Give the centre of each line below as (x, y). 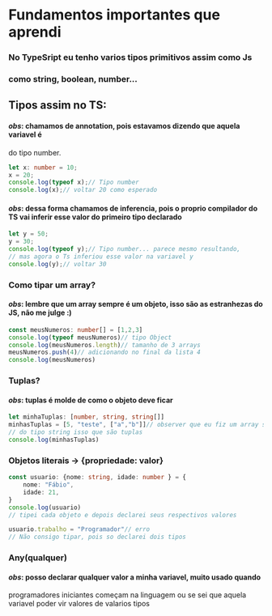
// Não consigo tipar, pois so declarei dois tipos (97, 537)
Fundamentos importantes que (115, 15)
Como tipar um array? (52, 285)
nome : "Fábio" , (49, 485)
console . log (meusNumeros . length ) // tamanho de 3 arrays (104, 345)
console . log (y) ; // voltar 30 (57, 264)
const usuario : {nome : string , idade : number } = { (97, 478)
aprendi (35, 32)
